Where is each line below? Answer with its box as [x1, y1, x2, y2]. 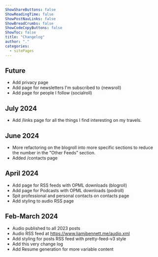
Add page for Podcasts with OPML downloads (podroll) [12, 187, 124, 193]
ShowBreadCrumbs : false [5, 21, 54, 26]
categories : [5, 44, 29, 49]
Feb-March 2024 [5, 212, 58, 221]
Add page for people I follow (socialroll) [12, 90, 92, 96]
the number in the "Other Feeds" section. [12, 149, 96, 155]
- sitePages [9, 48, 34, 53]
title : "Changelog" [5, 35, 45, 40]
